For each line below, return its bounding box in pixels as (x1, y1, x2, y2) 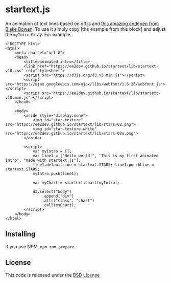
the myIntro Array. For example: (5, 31, 72, 37)
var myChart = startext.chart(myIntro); (32, 180, 120, 185)
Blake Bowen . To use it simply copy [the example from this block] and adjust (5, 26, 166, 32)
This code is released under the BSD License (5, 272, 100, 278)
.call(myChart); (41, 202, 77, 208)
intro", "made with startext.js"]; (5, 158, 81, 163)
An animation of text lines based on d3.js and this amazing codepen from (5, 20, 159, 27)
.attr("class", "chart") (41, 198, 95, 203)
